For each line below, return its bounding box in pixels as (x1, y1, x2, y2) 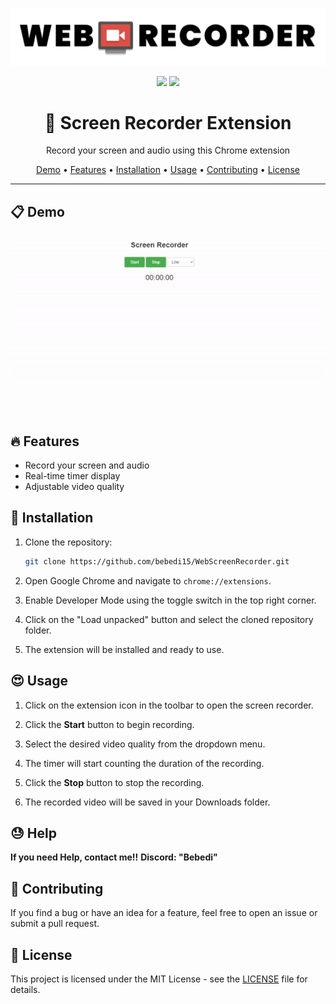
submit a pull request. (10, 918, 100, 930)
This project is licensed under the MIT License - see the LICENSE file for (10, 973, 308, 985)
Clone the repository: (24, 536, 113, 548)
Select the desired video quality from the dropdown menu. (24, 738, 266, 750)
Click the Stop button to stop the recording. (24, 776, 205, 788)
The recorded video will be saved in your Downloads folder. (24, 796, 271, 808)
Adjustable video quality (24, 481, 125, 493)
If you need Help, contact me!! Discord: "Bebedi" (10, 851, 218, 863)
